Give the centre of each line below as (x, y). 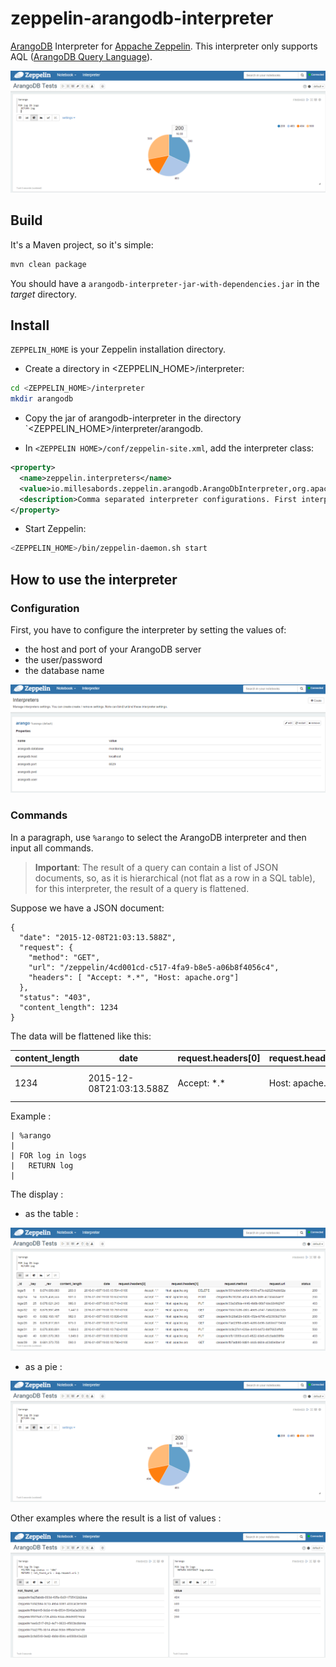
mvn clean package (48, 264)
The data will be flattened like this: (81, 1036)
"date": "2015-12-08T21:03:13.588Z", (98, 937)
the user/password (63, 660)
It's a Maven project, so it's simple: (82, 244)
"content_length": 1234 (68, 1007)
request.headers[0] (219, 1058)
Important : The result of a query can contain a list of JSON (156, 867)
